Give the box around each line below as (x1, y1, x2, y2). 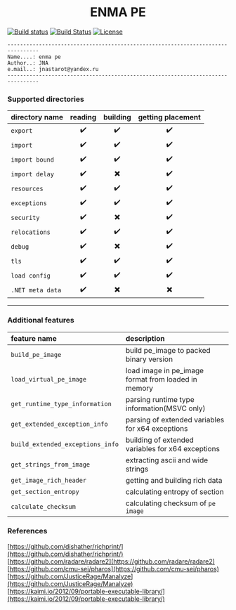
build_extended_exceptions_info (11, 440, 119, 448)
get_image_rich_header (11, 476, 86, 484)
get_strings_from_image (11, 460, 91, 468)
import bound (11, 155, 55, 164)
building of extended (125, 435, 195, 445)
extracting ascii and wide (125, 455, 209, 465)
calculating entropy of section (125, 486, 224, 496)
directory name (11, 112, 64, 122)
